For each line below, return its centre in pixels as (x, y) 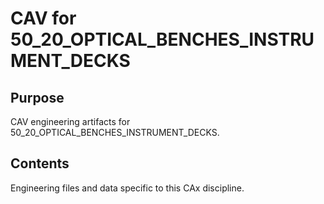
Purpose (37, 97)
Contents (40, 163)
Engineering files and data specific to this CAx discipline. (127, 188)
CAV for (43, 18)
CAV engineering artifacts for (70, 121)
